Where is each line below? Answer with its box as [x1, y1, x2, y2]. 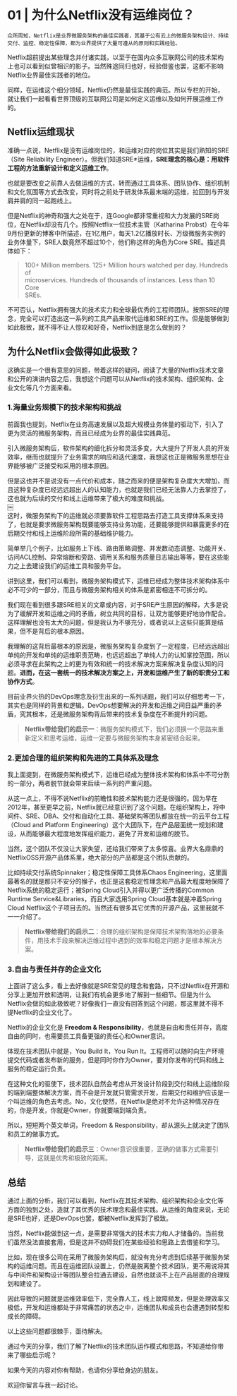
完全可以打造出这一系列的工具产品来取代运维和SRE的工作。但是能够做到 [19, 314, 229, 323]
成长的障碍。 [7, 1312, 44, 1320]
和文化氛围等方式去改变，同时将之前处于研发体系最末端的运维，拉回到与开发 [7, 187, 230, 195]
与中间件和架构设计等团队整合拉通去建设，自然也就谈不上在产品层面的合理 [7, 1270, 224, 1279]
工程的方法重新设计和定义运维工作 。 [7, 164, 113, 172]
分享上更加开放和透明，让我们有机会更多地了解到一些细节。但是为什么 [7, 990, 212, 999]
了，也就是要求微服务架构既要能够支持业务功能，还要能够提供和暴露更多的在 [7, 520, 230, 529]
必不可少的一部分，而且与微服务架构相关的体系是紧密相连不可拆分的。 [7, 585, 212, 594]
